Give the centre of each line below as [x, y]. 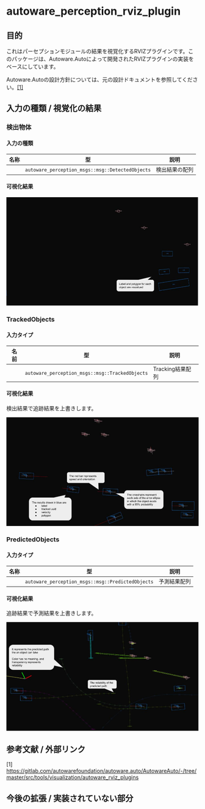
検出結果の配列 [175, 170]
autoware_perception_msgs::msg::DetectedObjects [88, 170]
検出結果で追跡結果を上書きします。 [52, 408]
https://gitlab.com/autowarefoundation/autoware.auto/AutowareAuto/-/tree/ [102, 771]
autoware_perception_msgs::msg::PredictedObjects [89, 582]
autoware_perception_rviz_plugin [94, 11]
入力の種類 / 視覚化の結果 [54, 108]
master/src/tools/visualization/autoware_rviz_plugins [73, 777]
